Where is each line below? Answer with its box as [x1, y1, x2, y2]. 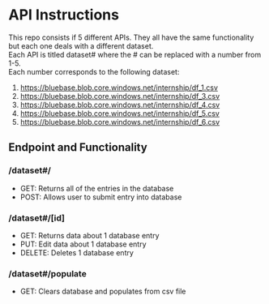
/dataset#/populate [8, 268, 87, 279]
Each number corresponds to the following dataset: [8, 66, 180, 76]
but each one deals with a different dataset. [8, 41, 154, 50]
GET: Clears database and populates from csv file [19, 286, 186, 297]
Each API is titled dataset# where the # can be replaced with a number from [8, 49, 262, 59]
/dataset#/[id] [8, 212, 65, 224]
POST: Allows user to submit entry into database [19, 192, 182, 202]
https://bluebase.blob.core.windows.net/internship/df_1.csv [19, 83, 219, 92]
